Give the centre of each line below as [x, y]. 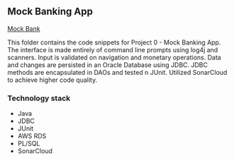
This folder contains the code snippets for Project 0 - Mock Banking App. [114, 42]
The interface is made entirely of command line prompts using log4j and [113, 49]
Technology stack [39, 98]
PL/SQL [29, 143]
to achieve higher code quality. [52, 80]
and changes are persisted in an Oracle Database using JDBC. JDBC [107, 65]
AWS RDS [32, 136]
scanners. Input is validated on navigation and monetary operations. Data [114, 57]
